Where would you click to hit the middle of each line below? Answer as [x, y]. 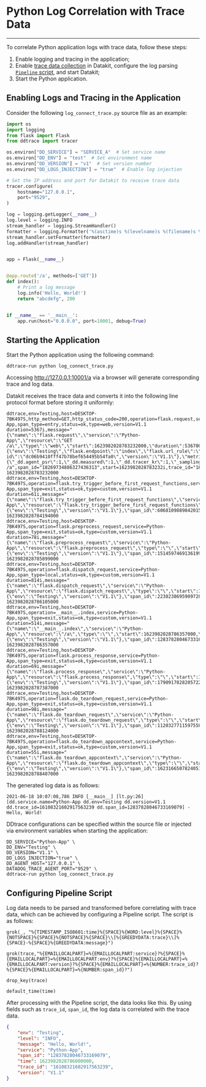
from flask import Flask [38, 135]
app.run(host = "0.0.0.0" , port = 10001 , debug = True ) [82, 321]
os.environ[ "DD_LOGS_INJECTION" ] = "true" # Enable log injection [94, 169]
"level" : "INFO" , [40, 1038]
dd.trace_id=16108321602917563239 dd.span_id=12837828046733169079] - [98, 807]
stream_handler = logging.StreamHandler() [61, 226]
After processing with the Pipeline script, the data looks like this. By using [99, 1003]
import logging [26, 130]
